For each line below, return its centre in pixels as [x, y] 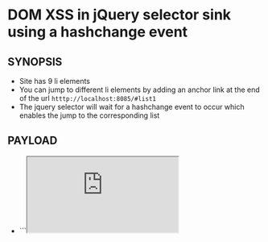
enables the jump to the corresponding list [89, 115]
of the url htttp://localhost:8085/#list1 [87, 98]
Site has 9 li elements [54, 81]
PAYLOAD [33, 141]
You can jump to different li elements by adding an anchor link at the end [140, 90]
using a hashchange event [98, 32]
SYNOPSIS [35, 62]
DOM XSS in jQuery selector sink [119, 15]
